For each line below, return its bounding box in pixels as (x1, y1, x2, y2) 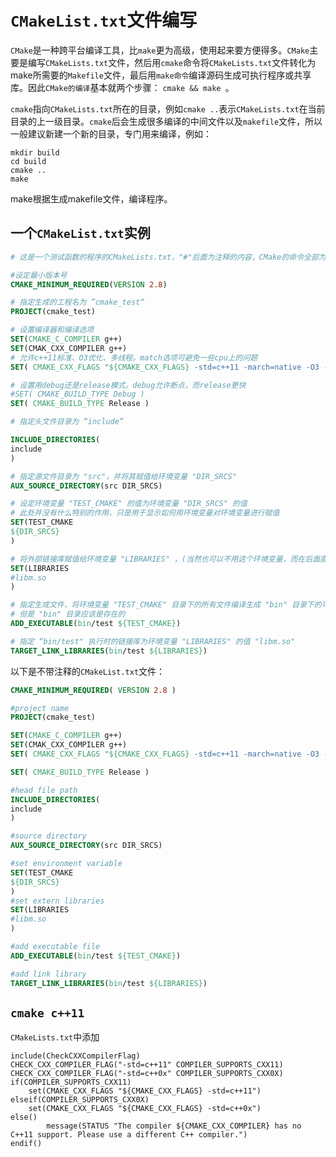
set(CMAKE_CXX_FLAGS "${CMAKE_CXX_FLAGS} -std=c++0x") (28, 1104, 262, 1114)
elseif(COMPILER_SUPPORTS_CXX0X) (10, 1095, 150, 1105)
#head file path (10, 785, 78, 795)
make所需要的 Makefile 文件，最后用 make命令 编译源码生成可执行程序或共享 (10, 69, 312, 81)
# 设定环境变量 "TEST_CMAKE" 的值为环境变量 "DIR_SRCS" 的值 (10, 499, 248, 509)
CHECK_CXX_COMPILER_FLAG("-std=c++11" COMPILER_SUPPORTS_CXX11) (10, 1060, 284, 1070)
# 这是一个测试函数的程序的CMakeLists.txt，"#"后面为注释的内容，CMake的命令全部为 (10, 252, 327, 262)
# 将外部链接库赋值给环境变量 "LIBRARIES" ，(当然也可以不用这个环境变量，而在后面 (10, 554, 321, 564)
